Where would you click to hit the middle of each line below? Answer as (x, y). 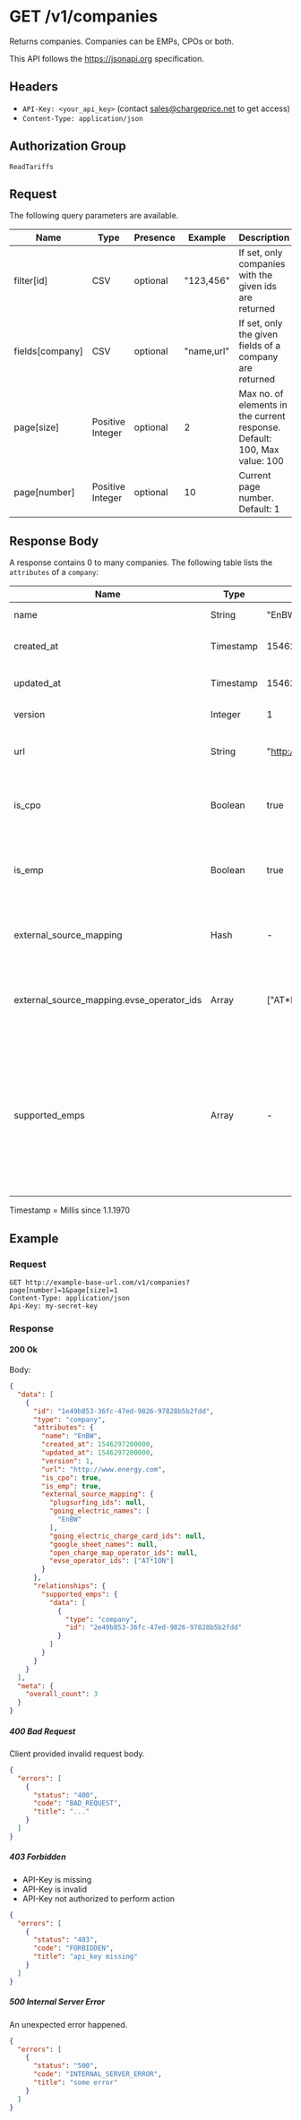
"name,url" (207, 351)
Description (264, 237)
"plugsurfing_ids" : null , (97, 1503)
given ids (258, 287)
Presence (155, 237)
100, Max (259, 450)
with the (256, 275)
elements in (263, 405)
